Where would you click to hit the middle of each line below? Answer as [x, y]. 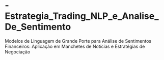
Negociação [18, 52]
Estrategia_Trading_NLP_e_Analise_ [82, 16]
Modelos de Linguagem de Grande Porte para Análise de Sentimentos [78, 41]
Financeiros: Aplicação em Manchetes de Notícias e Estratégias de [75, 46]
